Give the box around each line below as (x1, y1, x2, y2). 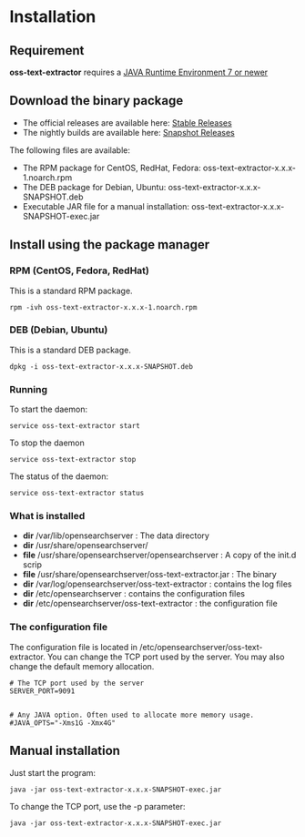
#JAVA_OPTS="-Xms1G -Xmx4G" (9, 718, 117, 728)
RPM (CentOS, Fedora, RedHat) (9, 264, 150, 277)
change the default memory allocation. (9, 660, 155, 671)
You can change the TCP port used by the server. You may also (46, 651, 285, 662)
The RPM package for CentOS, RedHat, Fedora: (22, 162, 202, 173)
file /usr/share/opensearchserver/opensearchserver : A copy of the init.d (22, 549, 297, 561)
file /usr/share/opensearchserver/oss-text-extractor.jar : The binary (22, 569, 278, 580)
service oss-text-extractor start (9, 422, 141, 431)
